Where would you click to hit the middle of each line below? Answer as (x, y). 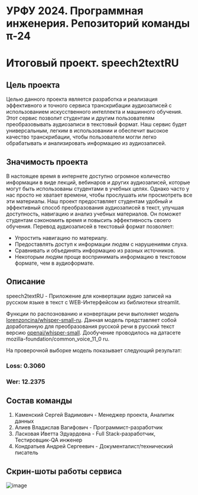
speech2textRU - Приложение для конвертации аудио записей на (89, 296)
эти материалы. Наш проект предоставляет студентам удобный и (89, 201)
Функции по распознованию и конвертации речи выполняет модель (92, 314)
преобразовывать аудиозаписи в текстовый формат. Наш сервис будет (97, 124)
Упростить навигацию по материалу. (61, 238)
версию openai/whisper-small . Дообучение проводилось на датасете (94, 332)
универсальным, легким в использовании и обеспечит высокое (87, 131)
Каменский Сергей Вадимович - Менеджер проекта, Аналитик (94, 415)
